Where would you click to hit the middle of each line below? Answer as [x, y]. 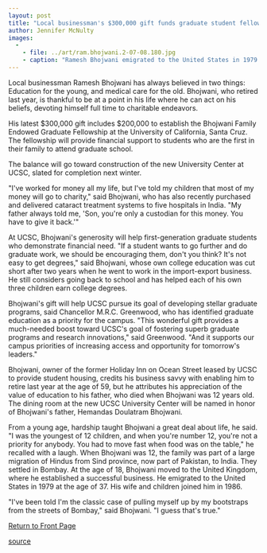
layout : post [30, 16]
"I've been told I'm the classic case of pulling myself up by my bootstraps [128, 501]
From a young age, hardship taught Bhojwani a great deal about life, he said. [133, 427]
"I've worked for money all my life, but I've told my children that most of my [131, 188]
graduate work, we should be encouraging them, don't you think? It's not [127, 254]
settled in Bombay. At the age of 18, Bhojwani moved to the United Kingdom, [133, 469]
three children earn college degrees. [68, 288]
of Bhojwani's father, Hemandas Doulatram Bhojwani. [95, 411]
